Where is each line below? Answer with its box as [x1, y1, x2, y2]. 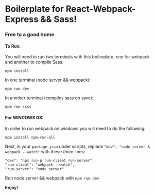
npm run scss [5, 105, 32, 109]
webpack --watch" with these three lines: [5, 148, 86, 154]
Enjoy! [5, 184, 18, 190]
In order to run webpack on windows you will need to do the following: [5, 125, 146, 131]
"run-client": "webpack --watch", [5, 162, 75, 167]
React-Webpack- [65, 3, 136, 15]
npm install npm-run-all [5, 135, 55, 140]
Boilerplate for [5, 3, 64, 15]
